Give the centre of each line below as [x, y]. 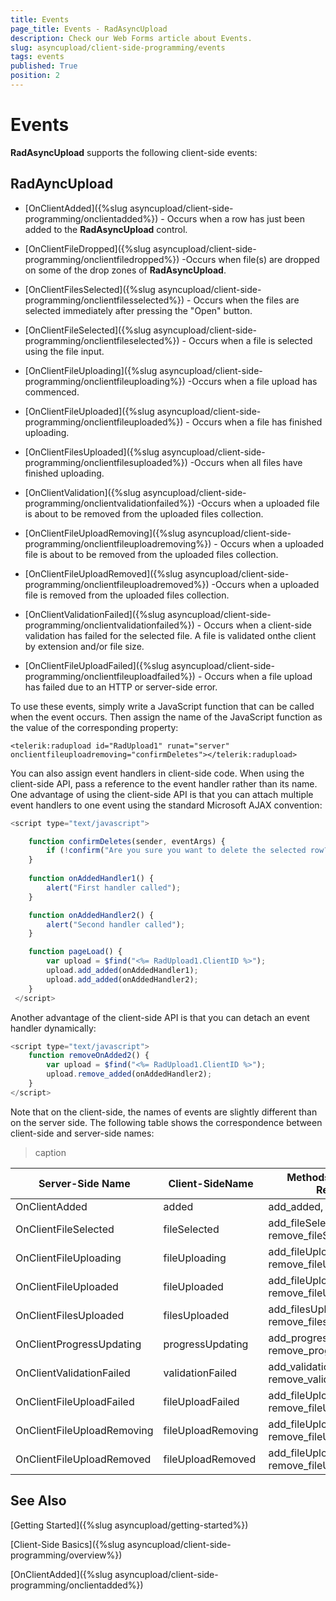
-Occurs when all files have [246, 462]
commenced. [52, 392]
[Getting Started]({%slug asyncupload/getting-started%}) [129, 1525]
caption [50, 1152]
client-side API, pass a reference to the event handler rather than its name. [164, 783]
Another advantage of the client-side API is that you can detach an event [160, 1017]
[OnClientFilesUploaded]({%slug [92, 452]
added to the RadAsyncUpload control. [106, 229]
